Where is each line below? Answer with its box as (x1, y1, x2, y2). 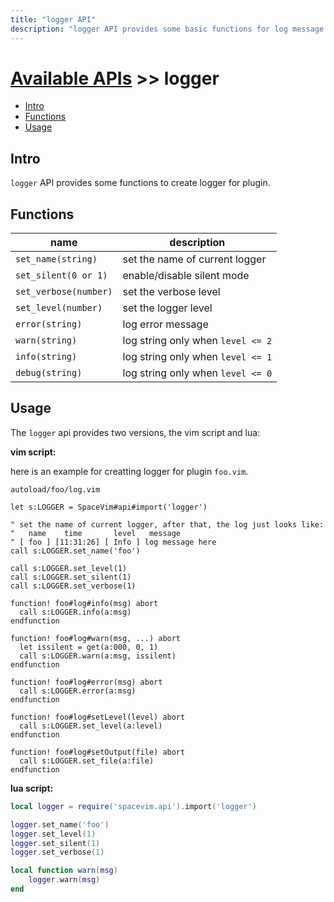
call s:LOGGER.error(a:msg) (19, 686, 137, 696)
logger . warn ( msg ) (28, 875, 101, 885)
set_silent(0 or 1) (15, 270, 108, 281)
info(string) (15, 351, 78, 363)
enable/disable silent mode (122, 269, 250, 283)
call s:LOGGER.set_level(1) (10, 563, 128, 573)
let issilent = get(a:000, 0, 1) (19, 642, 159, 652)
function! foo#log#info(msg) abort (10, 598, 159, 608)
